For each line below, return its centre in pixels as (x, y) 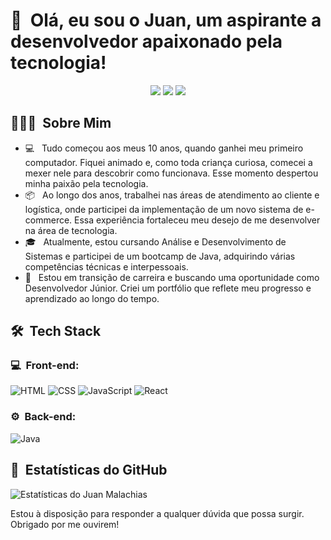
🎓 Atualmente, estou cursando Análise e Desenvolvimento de (155, 241)
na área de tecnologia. (71, 230)
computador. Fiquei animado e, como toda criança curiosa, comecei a (168, 162)
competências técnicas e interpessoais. (106, 266)
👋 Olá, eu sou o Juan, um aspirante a (166, 20)
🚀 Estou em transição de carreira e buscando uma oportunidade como (172, 277)
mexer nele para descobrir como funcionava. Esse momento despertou (171, 173)
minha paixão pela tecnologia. (86, 183)
